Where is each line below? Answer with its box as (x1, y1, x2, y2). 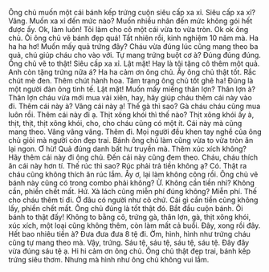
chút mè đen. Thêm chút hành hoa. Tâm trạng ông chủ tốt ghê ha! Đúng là (8, 76, 254, 85)
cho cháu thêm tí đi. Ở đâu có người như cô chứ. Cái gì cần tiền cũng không (8, 195, 259, 205)
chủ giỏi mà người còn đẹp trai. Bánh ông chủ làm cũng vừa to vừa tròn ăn (8, 136, 254, 144)
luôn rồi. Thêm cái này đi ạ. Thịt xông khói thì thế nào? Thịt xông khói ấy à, (8, 110, 255, 120)
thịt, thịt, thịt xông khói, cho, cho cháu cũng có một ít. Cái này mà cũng (8, 119, 243, 128)
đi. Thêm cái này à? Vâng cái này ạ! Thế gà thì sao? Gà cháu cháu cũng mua (8, 101, 261, 111)
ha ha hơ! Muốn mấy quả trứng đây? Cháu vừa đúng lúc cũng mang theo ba (8, 42, 259, 51)
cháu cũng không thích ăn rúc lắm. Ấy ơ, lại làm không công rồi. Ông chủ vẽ (8, 169, 259, 179)
